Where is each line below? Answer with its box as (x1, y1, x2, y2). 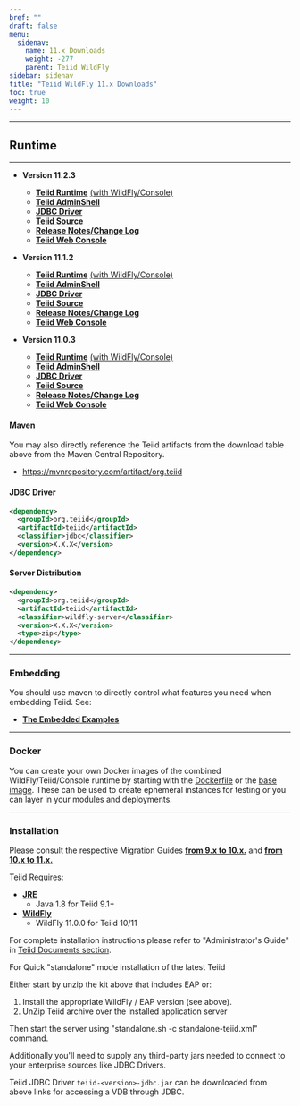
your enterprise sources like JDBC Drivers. (9, 1059, 167, 1070)
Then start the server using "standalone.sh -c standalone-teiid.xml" (9, 1024, 258, 1034)
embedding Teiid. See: (9, 697, 92, 708)
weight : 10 (9, 96, 50, 106)
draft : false (9, 21, 58, 30)
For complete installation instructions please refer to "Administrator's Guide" (9, 935, 290, 946)
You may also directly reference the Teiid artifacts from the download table (9, 439, 284, 450)
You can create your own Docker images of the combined (9, 765, 221, 776)
